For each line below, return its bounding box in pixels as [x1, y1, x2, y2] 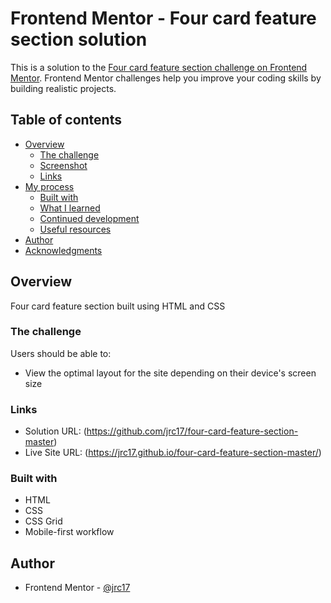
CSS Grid [24, 515, 63, 527]
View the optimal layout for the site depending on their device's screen [24, 367, 317, 379]
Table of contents [10, 112, 122, 129]
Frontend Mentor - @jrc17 [24, 582, 131, 594]
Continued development [39, 212, 140, 224]
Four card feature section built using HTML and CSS [10, 300, 226, 312]
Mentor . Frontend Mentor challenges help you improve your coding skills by [10, 72, 322, 84]
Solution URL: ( [24, 425, 87, 437]
